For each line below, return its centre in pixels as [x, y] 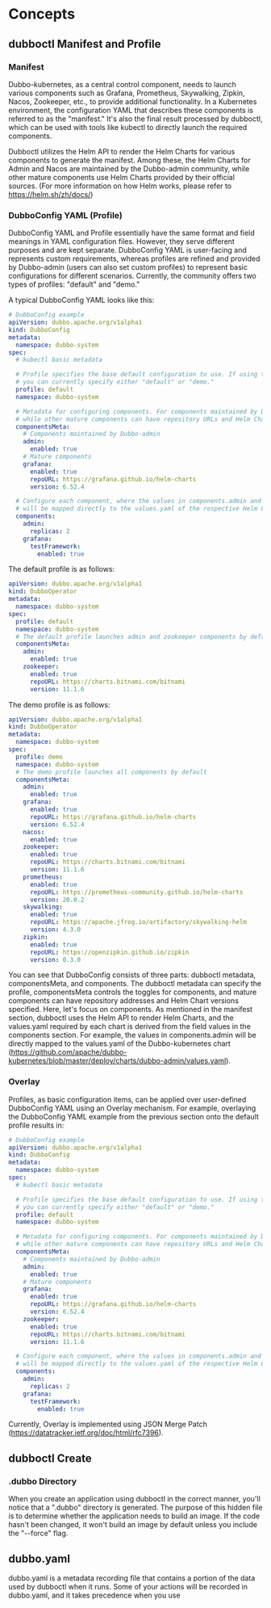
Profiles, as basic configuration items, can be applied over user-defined [127, 1099]
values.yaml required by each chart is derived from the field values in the [130, 1027]
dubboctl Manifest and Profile [85, 44]
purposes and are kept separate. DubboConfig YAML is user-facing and [128, 250]
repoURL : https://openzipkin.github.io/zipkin [109, 952]
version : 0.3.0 [55, 959]
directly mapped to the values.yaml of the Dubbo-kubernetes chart [120, 1043]
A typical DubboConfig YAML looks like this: [81, 300]
